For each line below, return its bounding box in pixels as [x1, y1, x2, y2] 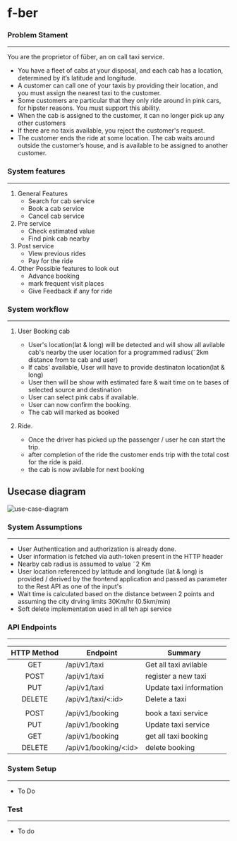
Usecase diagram [7, 485, 86, 498]
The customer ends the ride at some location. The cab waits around [17, 134, 215, 143]
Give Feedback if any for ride [28, 286, 113, 295]
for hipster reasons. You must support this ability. [17, 104, 161, 112]
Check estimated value [28, 226, 95, 235]
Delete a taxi [145, 694, 187, 704]
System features [7, 167, 66, 176]
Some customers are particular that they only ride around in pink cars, [17, 97, 221, 105]
